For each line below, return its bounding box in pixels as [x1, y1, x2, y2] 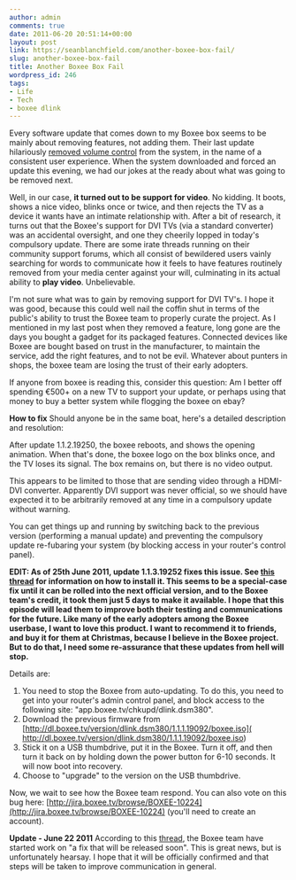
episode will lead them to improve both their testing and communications [9, 604, 283, 615]
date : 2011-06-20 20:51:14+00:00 [9, 29, 133, 38]
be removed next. [9, 175, 73, 186]
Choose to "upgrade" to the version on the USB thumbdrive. [21, 770, 241, 781]
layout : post [9, 37, 57, 47]
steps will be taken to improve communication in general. [9, 861, 217, 872]
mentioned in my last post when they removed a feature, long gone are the [9, 323, 281, 333]
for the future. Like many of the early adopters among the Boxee [9, 613, 249, 625]
